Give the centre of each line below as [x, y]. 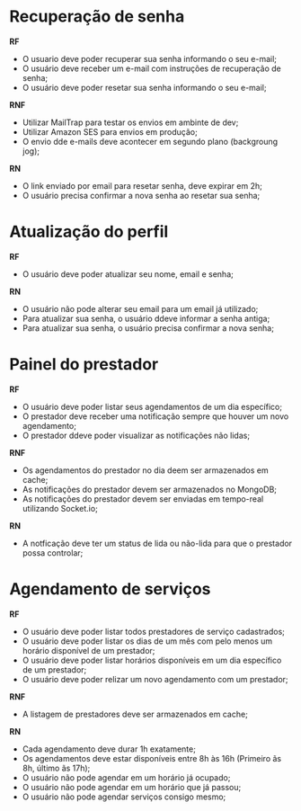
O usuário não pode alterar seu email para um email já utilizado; [140, 308]
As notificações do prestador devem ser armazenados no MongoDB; [149, 489]
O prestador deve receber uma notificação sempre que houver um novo [155, 416]
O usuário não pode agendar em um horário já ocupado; [126, 777]
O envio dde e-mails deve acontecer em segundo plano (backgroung [150, 141]
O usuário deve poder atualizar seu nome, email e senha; [128, 274]
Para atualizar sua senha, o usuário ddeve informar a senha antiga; [146, 318]
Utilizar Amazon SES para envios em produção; [110, 131]
